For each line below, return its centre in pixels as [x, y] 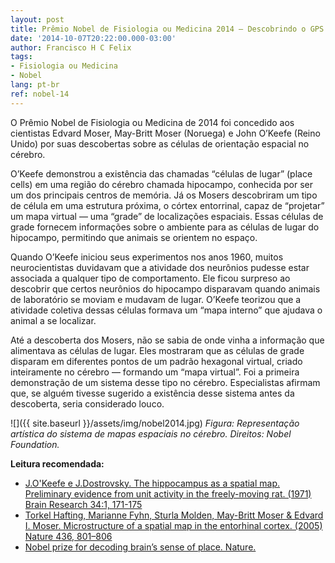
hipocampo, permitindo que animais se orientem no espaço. [134, 237]
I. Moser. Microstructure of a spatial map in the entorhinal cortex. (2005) [173, 525]
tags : [21, 57]
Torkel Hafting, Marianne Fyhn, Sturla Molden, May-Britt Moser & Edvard [174, 515]
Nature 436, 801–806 [68, 536]
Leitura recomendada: [57, 463]
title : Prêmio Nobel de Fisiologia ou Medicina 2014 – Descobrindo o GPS [167, 29]
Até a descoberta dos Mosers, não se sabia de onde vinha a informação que [167, 340]
